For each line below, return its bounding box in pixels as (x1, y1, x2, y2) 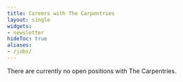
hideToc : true (7, 36, 48, 42)
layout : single (7, 16, 51, 23)
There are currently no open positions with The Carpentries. (7, 66, 177, 75)
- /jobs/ (7, 49, 32, 55)
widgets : (7, 23, 32, 29)
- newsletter (7, 29, 45, 36)
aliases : (7, 42, 32, 49)
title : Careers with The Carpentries (7, 10, 115, 17)
